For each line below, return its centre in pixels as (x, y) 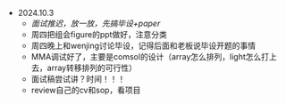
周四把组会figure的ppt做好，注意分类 (99, 34)
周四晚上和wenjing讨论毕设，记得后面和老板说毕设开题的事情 (143, 45)
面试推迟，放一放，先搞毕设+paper (96, 23)
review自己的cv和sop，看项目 (86, 90)
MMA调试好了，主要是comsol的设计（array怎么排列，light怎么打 (150, 56)
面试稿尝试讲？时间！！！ (78, 79)
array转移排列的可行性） (92, 68)
